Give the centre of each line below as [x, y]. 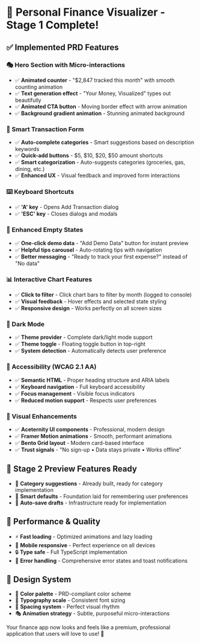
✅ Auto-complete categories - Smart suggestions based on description [105, 142]
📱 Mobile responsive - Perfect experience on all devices [85, 545]
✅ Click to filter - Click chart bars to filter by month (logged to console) [103, 295]
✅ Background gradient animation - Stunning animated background [100, 113]
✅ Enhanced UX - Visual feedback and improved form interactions [97, 176]
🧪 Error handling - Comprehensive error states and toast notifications [101, 561]
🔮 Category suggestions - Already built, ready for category [89, 483]
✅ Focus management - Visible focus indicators [75, 393]
